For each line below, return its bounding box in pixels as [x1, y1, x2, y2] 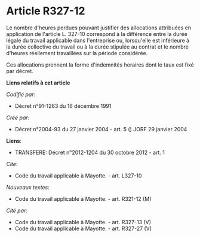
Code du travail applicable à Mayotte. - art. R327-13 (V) [14, 218, 151, 225]
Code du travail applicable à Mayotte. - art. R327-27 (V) [14, 225, 152, 232]
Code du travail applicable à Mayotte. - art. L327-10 [14, 172, 142, 179]
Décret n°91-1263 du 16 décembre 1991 [14, 102, 112, 109]
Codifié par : [6, 91, 36, 98]
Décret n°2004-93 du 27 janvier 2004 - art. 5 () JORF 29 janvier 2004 [14, 125, 187, 132]
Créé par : [6, 114, 30, 121]
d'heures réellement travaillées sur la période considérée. [6, 49, 148, 56]
